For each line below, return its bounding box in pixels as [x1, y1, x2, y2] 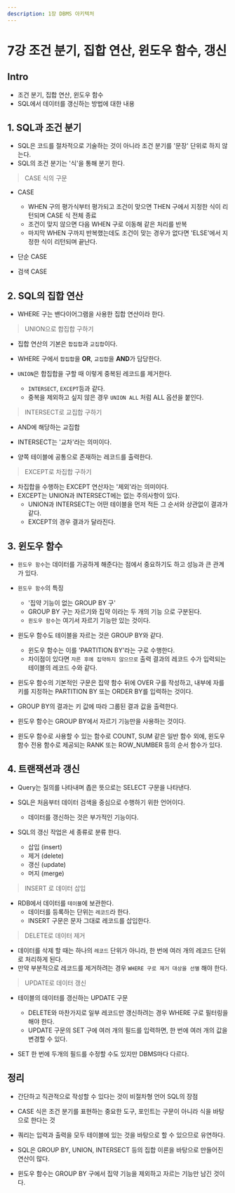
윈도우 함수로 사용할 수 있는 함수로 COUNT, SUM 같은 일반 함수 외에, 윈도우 [17, 732, 226, 741]
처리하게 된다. [25, 955, 63, 963]
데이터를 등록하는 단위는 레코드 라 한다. [27, 908, 131, 916]
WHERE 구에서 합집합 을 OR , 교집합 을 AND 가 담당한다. [17, 355, 162, 363]
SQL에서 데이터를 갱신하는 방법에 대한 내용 [17, 99, 135, 107]
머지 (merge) [27, 869, 65, 877]
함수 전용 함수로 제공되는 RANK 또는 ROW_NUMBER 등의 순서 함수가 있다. [17, 741, 222, 749]
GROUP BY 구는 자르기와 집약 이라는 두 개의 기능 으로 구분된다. [27, 607, 202, 616]
